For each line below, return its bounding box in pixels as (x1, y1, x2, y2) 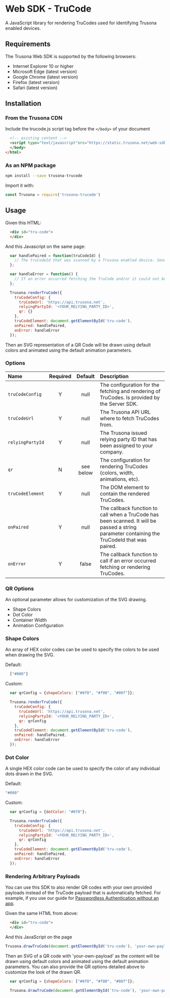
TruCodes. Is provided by (100, 394, 160, 401)
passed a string (100, 523, 137, 530)
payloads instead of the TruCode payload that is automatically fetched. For (5, 890, 161, 896)
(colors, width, (100, 469, 134, 476)
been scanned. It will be (100, 517, 157, 524)
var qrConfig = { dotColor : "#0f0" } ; (10, 809, 87, 815)
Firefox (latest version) (12, 79, 60, 85)
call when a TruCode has (100, 511, 159, 518)
